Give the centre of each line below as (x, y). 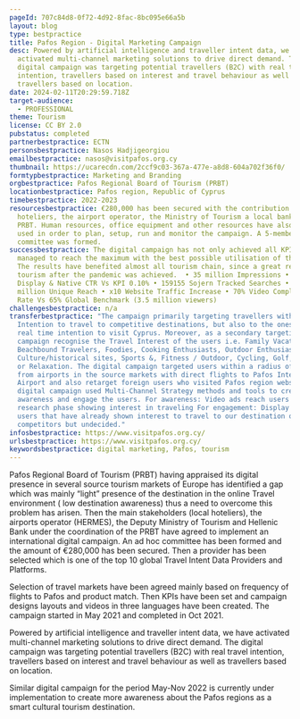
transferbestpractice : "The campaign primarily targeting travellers (142, 317)
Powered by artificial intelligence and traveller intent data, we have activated (150, 633)
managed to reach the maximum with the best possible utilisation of (149, 259)
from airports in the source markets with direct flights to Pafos (146, 375)
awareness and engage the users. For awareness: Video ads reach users (154, 400)
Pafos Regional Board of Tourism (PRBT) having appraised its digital (134, 475)
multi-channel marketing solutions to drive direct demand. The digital (136, 642)
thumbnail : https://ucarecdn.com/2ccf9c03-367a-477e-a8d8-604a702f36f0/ (147, 167)
